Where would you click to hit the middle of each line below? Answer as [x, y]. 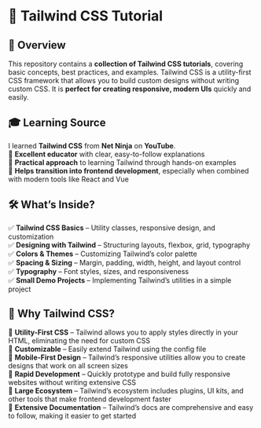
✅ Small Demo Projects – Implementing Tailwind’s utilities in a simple [120, 280]
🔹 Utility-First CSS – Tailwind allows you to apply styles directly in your [123, 332]
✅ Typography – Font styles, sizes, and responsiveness [99, 271]
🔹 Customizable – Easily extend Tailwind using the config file [107, 349]
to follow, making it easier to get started [72, 416]
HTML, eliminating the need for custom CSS [79, 341]
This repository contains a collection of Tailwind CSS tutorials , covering [126, 64]
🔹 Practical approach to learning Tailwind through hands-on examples [122, 162]
